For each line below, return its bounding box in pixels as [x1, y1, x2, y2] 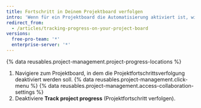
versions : [6, 31, 31, 37]
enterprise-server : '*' [11, 42, 71, 48]
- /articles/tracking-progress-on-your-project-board [11, 25, 148, 31]
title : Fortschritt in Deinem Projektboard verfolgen [6, 8, 144, 15]
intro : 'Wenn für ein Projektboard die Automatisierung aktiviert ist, [6, 14, 188, 20]
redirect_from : [6, 20, 44, 26]
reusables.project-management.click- [95, 75, 188, 83]
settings [14, 88, 35, 96]
